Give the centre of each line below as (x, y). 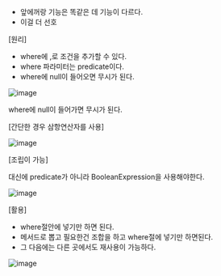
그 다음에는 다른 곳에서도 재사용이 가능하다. (88, 247)
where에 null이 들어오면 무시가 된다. (77, 76)
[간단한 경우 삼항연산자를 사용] (56, 127)
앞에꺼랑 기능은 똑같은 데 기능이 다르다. (81, 12)
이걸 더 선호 (39, 22)
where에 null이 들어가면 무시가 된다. (65, 109)
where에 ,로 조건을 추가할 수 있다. (73, 56)
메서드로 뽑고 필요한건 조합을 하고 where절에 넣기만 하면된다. (117, 237)
